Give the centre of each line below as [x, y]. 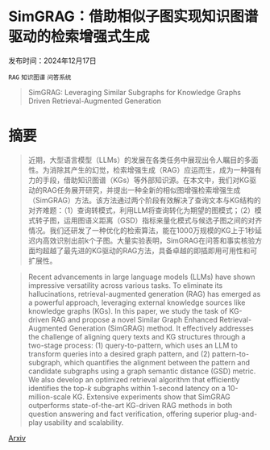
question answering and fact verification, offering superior [125, 414]
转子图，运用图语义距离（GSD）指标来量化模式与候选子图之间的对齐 [149, 220]
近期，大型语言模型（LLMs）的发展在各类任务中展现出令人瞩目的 [136, 160]
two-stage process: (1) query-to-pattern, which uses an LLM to [133, 345]
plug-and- [241, 414]
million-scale [49, 397]
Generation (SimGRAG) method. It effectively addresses [161, 328]
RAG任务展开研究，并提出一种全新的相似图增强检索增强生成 [141, 190]
